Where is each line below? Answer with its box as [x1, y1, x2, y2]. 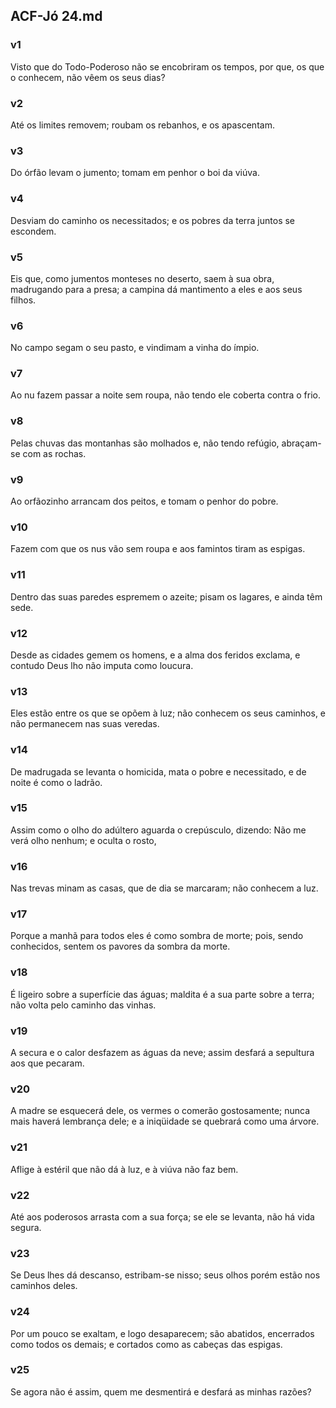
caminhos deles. [10, 1280, 78, 1292]
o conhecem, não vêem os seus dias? [10, 71, 166, 83]
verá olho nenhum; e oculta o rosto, [10, 834, 157, 846]
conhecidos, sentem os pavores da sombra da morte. [10, 940, 231, 953]
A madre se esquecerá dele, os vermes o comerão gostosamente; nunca [10, 1105, 311, 1117]
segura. [10, 1221, 42, 1233]
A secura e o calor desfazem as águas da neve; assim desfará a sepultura [10, 1047, 315, 1059]
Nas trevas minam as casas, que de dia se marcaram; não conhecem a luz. [10, 882, 319, 894]
